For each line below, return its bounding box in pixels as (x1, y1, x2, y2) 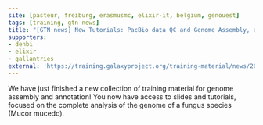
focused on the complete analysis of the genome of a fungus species (8, 100, 232, 109)
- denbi (8, 41, 34, 48)
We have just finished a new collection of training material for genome (8, 84, 234, 93)
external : (8, 62, 41, 70)
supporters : (8, 33, 47, 41)
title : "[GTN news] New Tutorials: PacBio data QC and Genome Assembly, (8, 26, 250, 34)
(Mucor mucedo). (8, 109, 65, 118)
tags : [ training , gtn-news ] (8, 19, 100, 27)
